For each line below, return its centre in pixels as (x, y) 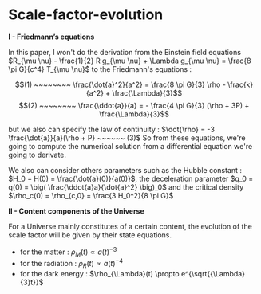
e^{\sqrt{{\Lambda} (213, 273)
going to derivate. (37, 155)
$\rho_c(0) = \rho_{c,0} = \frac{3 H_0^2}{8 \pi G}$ (91, 195)
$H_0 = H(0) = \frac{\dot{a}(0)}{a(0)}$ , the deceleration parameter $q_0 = (131, 178)
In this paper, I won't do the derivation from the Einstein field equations (125, 52)
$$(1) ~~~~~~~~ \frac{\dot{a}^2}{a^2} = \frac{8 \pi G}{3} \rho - (120, 84)
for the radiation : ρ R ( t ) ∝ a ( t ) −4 (71, 264)
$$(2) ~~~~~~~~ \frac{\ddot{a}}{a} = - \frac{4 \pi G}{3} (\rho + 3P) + (134, 105)
